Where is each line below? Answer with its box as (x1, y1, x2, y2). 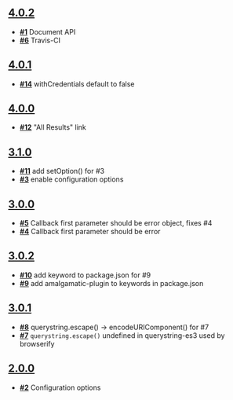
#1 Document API (19, 27, 76, 36)
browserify (19, 339, 55, 348)
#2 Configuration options (19, 383, 101, 392)
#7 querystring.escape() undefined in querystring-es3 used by (19, 330, 225, 340)
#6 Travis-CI (19, 35, 61, 45)
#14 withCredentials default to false (19, 79, 135, 89)
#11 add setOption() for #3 (19, 167, 104, 176)
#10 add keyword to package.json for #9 (19, 270, 151, 280)
